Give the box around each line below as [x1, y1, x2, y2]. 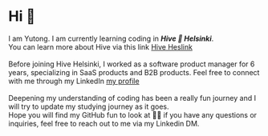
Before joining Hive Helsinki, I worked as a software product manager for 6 [8, 59, 255, 69]
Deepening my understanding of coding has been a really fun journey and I [8, 93, 257, 102]
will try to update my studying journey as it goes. [8, 102, 170, 111]
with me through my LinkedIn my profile [8, 76, 140, 86]
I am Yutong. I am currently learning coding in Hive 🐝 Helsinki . [8, 34, 214, 43]
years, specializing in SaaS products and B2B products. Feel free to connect [8, 67, 260, 77]
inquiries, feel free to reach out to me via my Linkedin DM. [8, 118, 200, 128]
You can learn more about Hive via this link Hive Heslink [8, 42, 193, 51]
